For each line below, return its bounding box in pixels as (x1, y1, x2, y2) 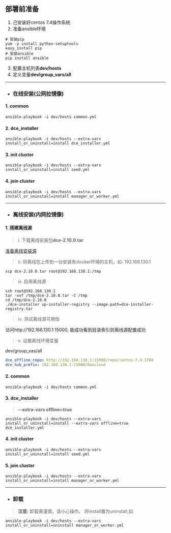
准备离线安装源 (5, 248, 37, 254)
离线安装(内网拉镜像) (12, 211, 64, 218)
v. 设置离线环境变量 (17, 337, 59, 343)
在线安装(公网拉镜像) (12, 90, 64, 97)
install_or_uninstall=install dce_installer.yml (5, 141, 110, 146)
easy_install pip (5, 45, 42, 51)
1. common (5, 103, 29, 109)
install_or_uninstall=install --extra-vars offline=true (5, 421, 129, 426)
